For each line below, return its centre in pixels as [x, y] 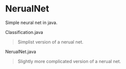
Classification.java [24, 32]
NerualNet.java [21, 51]
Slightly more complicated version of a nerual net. [69, 61]
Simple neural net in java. [31, 22]
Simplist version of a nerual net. [50, 42]
